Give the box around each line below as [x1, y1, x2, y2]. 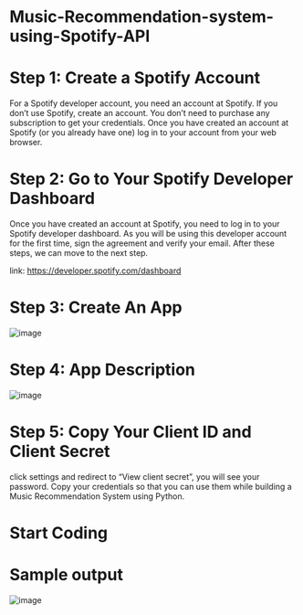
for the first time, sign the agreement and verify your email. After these [9, 238, 276, 249]
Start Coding [9, 523, 109, 544]
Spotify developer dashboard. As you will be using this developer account [9, 228, 287, 239]
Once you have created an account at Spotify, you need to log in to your [9, 218, 280, 229]
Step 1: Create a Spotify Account [9, 68, 261, 89]
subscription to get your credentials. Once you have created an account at [9, 117, 289, 129]
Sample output [9, 565, 123, 586]
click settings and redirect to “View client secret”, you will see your [9, 471, 260, 482]
